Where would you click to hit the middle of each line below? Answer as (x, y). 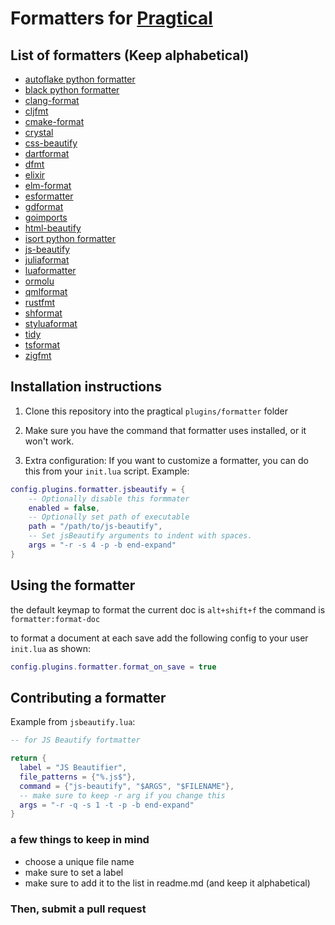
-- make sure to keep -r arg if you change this (122, 795)
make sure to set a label (74, 872)
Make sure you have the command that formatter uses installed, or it (165, 430)
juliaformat (47, 260)
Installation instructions (86, 387)
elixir (35, 175)
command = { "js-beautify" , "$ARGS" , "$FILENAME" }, (127, 786)
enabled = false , (64, 508)
